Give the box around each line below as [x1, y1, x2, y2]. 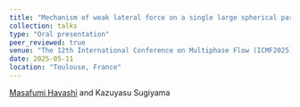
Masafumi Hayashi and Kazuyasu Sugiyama [9, 86, 171, 98]
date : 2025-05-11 [9, 54, 74, 63]
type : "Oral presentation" [9, 29, 110, 38]
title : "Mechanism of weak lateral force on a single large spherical [9, 12, 278, 22]
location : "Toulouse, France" [9, 63, 122, 72]
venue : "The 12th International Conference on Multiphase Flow [9, 46, 250, 55]
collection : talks [9, 21, 78, 30]
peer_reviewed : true [9, 37, 87, 47]
